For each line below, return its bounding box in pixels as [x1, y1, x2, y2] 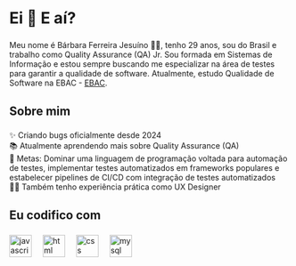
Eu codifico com [9, 207, 101, 222]
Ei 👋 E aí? [9, 8, 77, 28]
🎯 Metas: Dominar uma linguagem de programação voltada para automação [9, 153, 288, 164]
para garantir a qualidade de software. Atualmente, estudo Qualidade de [9, 69, 275, 79]
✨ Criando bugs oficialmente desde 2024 [9, 130, 162, 141]
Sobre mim [9, 103, 71, 118]
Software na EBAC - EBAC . [9, 77, 108, 88]
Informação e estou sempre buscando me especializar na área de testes [9, 59, 275, 69]
